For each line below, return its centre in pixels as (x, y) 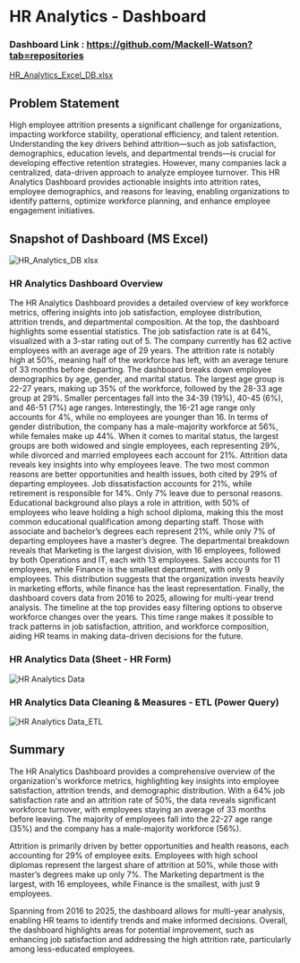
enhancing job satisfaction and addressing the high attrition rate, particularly (150, 939)
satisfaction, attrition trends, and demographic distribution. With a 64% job (147, 790)
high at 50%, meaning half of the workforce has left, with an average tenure (149, 360)
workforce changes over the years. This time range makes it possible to (141, 617)
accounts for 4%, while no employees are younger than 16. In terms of (139, 417)
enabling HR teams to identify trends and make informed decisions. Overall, (149, 920)
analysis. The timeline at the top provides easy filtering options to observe (146, 607)
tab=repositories (47, 56)
